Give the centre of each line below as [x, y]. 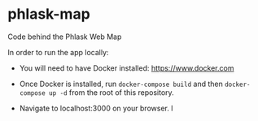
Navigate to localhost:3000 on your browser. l [96, 108]
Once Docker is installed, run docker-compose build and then [121, 84]
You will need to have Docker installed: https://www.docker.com [127, 68]
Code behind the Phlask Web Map [65, 37]
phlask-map [49, 14]
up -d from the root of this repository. [112, 92]
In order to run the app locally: [58, 52]
